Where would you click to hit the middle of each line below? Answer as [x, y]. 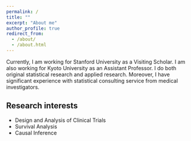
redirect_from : [25, 34]
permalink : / [22, 12]
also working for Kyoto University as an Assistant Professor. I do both [91, 68]
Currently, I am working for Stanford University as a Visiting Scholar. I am [96, 62]
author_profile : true [33, 28]
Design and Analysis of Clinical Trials [60, 120]
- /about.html [29, 45]
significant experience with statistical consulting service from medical [92, 80]
